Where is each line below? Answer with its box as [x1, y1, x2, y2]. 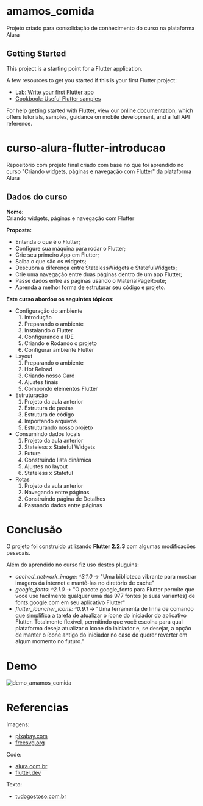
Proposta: [6, 226, 32, 234]
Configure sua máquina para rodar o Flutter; [15, 244, 126, 252]
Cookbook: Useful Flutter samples [15, 95, 101, 102]
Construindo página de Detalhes [24, 495, 105, 502]
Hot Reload [24, 365, 53, 373]
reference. [6, 119, 32, 127]
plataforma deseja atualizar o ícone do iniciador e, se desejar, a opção [15, 625, 192, 632]
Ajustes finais [24, 378, 59, 385]
